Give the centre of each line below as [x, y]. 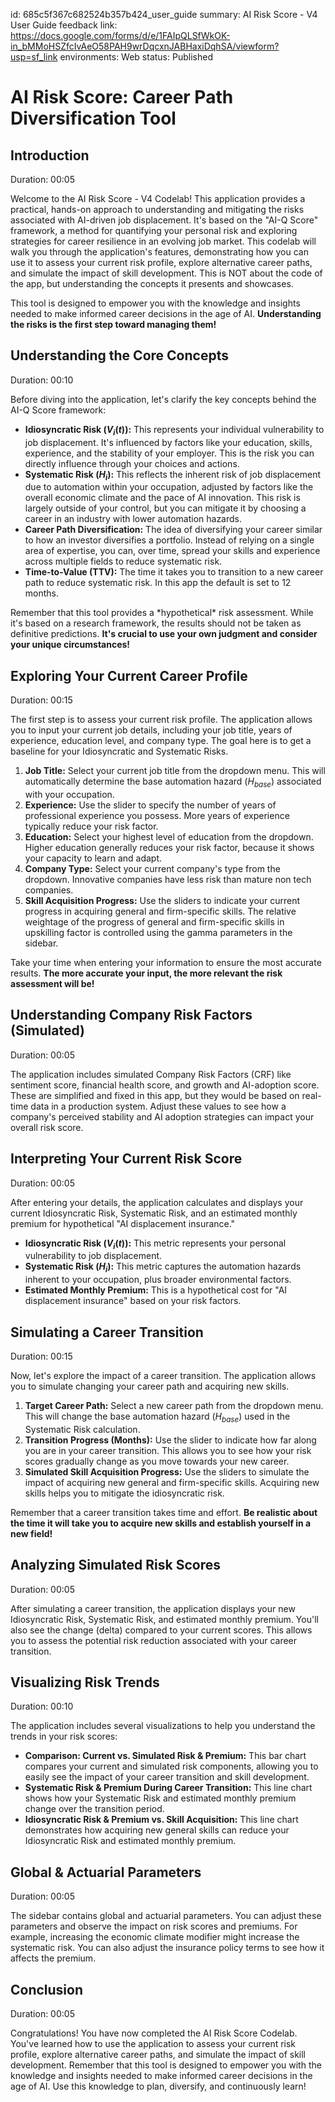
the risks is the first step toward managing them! [113, 324]
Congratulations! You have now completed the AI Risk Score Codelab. [154, 2033]
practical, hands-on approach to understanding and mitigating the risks [157, 209]
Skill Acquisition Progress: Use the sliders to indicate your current [162, 901]
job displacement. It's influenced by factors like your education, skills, [168, 442]
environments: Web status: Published [136, 57]
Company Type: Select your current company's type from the [152, 869]
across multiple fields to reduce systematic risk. [123, 561]
